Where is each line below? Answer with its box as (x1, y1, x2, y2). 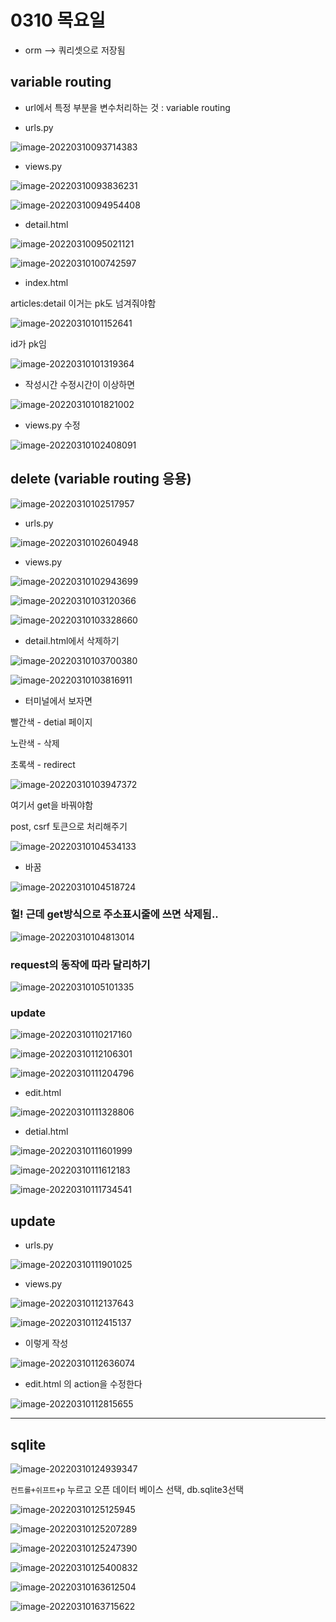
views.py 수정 (24, 419, 81, 431)
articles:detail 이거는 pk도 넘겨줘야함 (10, 297, 157, 309)
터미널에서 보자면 (24, 694, 93, 706)
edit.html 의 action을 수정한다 (24, 1378, 143, 1390)
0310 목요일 (10, 9, 106, 32)
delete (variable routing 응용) (10, 471, 192, 488)
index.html (24, 276, 69, 288)
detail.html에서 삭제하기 (24, 634, 120, 646)
